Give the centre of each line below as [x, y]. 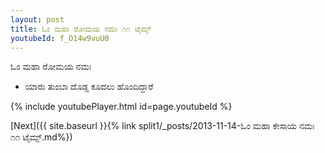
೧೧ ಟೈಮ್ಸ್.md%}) [41, 137]
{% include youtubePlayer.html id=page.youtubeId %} [121, 107]
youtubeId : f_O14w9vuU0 [60, 38]
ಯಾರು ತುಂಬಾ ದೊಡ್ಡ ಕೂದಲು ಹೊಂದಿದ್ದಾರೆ [89, 87]
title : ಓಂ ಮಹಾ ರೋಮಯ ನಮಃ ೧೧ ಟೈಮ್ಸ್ [81, 29]
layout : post [37, 19]
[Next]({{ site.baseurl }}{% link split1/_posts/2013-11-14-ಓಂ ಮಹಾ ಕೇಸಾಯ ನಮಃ [162, 126]
